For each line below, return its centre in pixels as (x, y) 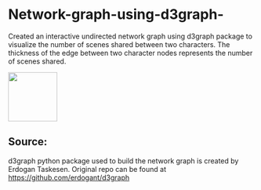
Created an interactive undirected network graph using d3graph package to (130, 36)
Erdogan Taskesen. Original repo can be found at (87, 169)
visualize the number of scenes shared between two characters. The (119, 44)
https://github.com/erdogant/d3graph (69, 177)
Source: (28, 142)
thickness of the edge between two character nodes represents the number (130, 53)
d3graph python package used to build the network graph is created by (123, 161)
